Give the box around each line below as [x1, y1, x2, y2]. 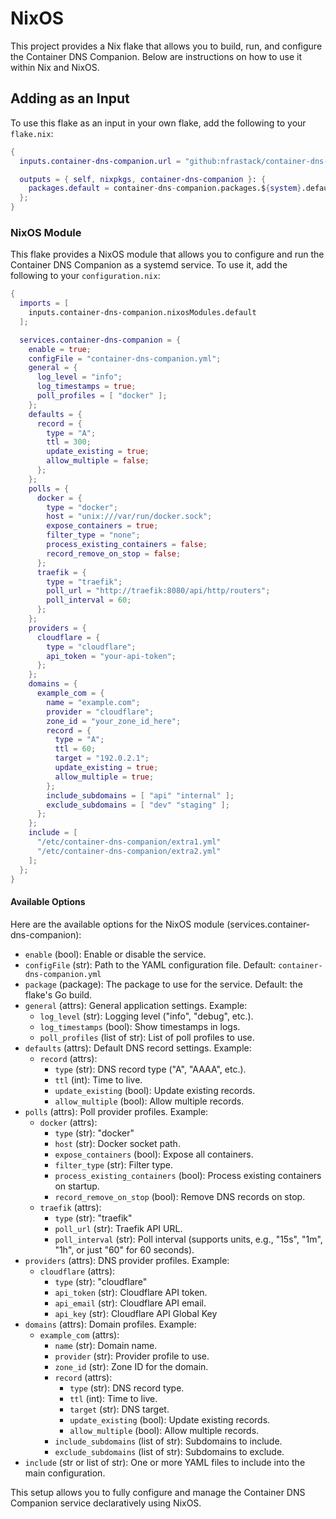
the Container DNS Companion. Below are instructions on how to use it [10, 50, 303, 62]
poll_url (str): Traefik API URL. [54, 1222, 183, 1234]
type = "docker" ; [46, 502, 118, 512]
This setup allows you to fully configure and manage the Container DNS [10, 1486, 306, 1498]
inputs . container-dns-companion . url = [19, 156, 182, 166]
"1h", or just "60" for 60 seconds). [54, 1243, 195, 1256]
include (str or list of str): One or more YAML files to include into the [24, 1456, 306, 1468]
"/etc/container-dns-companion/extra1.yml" [36, 837, 222, 847]
